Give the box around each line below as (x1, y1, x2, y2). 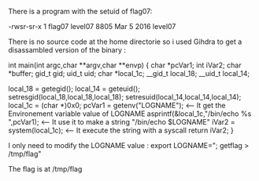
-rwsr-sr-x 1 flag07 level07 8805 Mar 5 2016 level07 (8, 22, 176, 31)
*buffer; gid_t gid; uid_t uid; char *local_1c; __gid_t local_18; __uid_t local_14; (8, 69, 250, 78)
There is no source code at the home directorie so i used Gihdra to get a (8, 37, 242, 46)
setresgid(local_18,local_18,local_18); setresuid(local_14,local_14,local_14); (8, 92, 242, 101)
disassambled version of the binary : (8, 45, 127, 54)
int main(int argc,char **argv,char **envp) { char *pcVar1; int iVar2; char (8, 60, 242, 70)
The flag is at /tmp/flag (8, 165, 83, 173)
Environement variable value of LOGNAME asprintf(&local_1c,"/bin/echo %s (8, 109, 252, 118)
